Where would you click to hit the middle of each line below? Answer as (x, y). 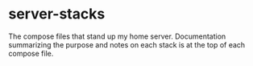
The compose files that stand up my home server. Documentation (117, 36)
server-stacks (57, 14)
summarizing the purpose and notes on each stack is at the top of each (127, 44)
